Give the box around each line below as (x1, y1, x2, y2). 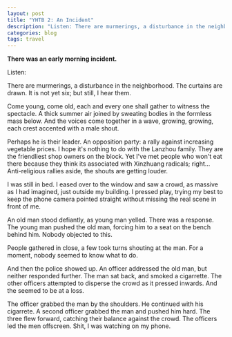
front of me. (7, 202, 41, 211)
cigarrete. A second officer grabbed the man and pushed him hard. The (7, 307, 211, 316)
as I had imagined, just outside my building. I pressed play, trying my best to (7, 188, 223, 196)
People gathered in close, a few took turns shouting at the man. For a (7, 244, 204, 252)
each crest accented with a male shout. (7, 124, 119, 133)
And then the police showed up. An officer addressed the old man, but (7, 264, 207, 273)
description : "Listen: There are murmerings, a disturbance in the (7, 23, 206, 30)
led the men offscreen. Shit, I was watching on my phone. (7, 322, 171, 330)
